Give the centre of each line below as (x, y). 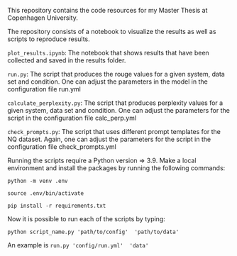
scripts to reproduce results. (49, 39)
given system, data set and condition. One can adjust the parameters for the (119, 110)
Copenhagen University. (43, 18)
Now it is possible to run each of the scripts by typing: (86, 219)
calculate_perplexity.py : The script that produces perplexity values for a (115, 103)
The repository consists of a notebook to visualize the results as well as (112, 32)
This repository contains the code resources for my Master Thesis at (108, 10)
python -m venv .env (38, 181)
